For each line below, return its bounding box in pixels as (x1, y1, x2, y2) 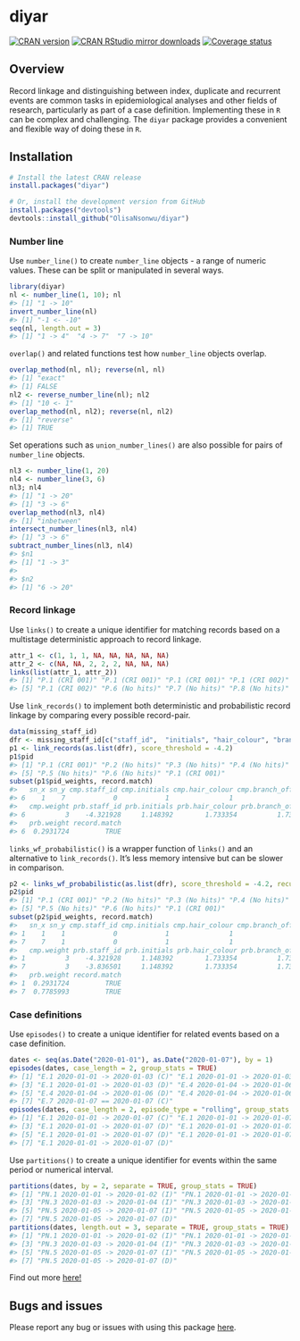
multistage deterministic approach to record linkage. (9, 633, 203, 644)
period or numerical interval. (9, 1164, 113, 1175)
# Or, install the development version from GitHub (9, 197, 205, 206)
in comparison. (9, 862, 64, 873)
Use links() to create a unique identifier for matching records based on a (9, 624, 280, 635)
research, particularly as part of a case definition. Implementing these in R (9, 105, 281, 115)
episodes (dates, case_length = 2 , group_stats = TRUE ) (9, 1063, 218, 1073)
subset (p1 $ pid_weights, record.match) (9, 777, 154, 786)
